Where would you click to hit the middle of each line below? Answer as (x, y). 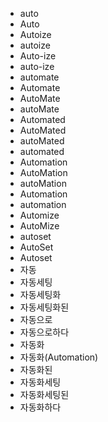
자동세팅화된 (44, 307)
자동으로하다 (44, 332)
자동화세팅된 (44, 394)
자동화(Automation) (59, 357)
